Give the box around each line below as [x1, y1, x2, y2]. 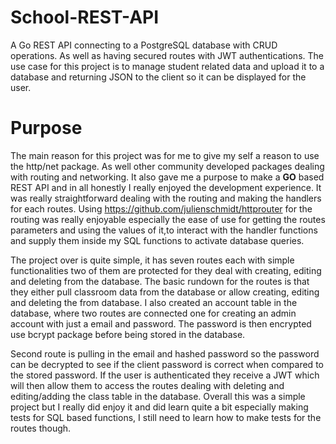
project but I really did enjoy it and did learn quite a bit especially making [10, 401, 309, 413]
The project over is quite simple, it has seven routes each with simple [10, 254, 295, 266]
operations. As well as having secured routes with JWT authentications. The [10, 49, 324, 61]
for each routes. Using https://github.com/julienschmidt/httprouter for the [10, 202, 313, 215]
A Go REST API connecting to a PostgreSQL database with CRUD [10, 39, 278, 51]
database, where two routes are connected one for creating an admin [10, 307, 297, 319]
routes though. [10, 422, 72, 434]
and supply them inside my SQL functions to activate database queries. [10, 234, 305, 246]
